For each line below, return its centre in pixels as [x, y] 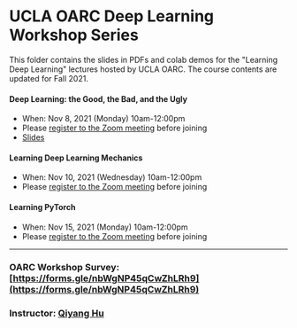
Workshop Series [74, 35]
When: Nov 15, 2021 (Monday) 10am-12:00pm [105, 227]
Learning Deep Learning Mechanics [76, 158]
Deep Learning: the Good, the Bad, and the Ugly [99, 98]
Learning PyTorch [42, 207]
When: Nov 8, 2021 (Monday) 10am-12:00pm [103, 119]
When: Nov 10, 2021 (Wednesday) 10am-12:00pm [112, 177]
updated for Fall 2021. [49, 78]
